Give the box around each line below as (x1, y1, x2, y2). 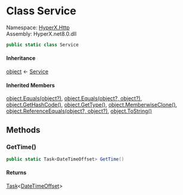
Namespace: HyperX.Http (6, 24, 70, 31)
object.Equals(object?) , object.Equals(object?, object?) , (6, 95, 142, 102)
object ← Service (6, 68, 49, 75)
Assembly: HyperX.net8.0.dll (6, 30, 77, 37)
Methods (6, 125, 41, 135)
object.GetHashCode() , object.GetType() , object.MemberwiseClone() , (6, 101, 178, 109)
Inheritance (6, 55, 36, 62)
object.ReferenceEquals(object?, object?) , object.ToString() (6, 107, 152, 114)
